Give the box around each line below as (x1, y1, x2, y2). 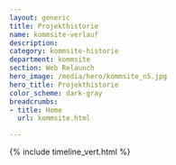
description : (9, 38, 59, 48)
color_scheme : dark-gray (9, 88, 103, 97)
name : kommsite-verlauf (9, 30, 99, 39)
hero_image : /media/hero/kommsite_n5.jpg (9, 72, 168, 81)
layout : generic (9, 13, 70, 23)
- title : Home (9, 105, 63, 115)
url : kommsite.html (17, 114, 91, 123)
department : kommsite (9, 55, 91, 64)
